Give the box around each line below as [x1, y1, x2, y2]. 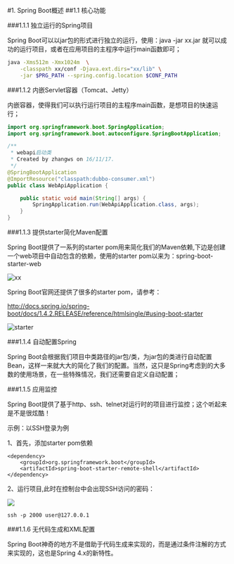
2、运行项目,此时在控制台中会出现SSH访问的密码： [7, 484, 155, 493]
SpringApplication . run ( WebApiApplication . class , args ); [32, 201, 200, 208]
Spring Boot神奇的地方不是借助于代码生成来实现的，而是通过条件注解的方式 [7, 540, 226, 548]
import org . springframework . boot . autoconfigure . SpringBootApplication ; [7, 130, 221, 137]
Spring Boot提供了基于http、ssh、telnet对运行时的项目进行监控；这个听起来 [7, 400, 227, 408]
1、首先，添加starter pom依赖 [7, 439, 93, 447]
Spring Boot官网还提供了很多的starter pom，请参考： [7, 288, 162, 296]
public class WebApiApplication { [7, 182, 109, 189]
